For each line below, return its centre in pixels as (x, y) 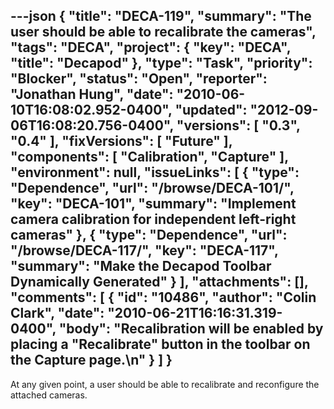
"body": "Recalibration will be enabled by (191, 329)
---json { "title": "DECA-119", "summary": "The (161, 16)
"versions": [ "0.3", (238, 125)
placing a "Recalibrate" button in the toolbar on (160, 344)
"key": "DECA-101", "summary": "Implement (153, 204)
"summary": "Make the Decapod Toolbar (141, 266)
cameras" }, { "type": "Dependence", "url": (149, 235)
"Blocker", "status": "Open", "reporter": (139, 79)
